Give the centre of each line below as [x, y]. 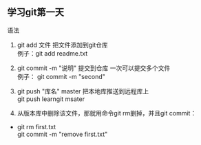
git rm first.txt [36, 126]
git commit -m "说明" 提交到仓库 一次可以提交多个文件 [94, 68]
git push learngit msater [51, 99]
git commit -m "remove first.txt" [62, 134]
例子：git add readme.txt [52, 53]
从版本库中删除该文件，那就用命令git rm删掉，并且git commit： [107, 113]
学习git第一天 [35, 12]
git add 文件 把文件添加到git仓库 [62, 45]
